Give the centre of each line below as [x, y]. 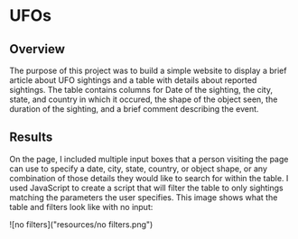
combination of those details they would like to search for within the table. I [149, 178]
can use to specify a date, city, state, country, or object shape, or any [139, 169]
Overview [37, 49]
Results [31, 138]
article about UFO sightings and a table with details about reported [133, 80]
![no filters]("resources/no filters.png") [81, 224]
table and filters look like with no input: [81, 207]
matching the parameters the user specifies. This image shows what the [144, 197]
